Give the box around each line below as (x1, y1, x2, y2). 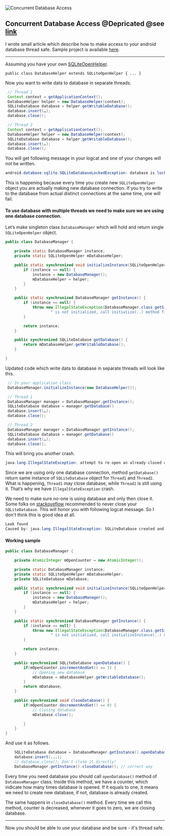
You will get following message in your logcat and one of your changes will (5, 155, 161, 161)
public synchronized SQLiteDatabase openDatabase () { (14, 660, 130, 666)
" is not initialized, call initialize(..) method (50, 309, 159, 315)
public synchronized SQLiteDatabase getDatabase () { (14, 337, 128, 343)
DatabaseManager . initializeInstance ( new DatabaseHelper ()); (7, 385, 137, 390)
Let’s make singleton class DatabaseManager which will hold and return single (5, 224, 164, 230)
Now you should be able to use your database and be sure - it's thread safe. (5, 824, 164, 831)
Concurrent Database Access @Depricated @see (5, 19, 164, 28)
